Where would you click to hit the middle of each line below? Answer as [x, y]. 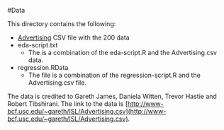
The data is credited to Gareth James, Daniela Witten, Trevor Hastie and [112, 96]
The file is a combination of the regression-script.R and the [114, 75]
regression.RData [43, 67]
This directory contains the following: [62, 24]
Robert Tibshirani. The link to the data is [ [68, 104]
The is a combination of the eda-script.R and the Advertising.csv [123, 53]
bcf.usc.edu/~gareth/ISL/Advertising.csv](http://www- [87, 111]
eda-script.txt [38, 45]
